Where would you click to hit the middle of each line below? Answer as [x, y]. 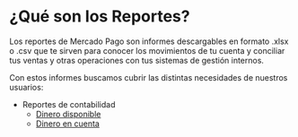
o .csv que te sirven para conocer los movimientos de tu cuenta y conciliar [147, 50]
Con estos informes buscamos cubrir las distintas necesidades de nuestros [149, 77]
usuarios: [26, 87]
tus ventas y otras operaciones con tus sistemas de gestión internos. [137, 60]
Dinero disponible [68, 114]
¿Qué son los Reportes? [100, 17]
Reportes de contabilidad [69, 104]
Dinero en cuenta [68, 124]
